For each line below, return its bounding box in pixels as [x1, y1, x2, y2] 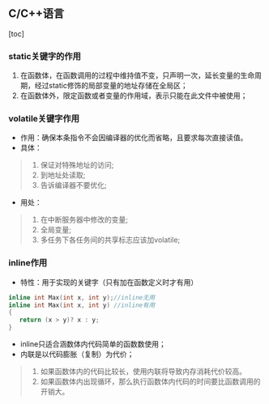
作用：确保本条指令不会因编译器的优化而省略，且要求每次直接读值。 [19, 133, 248, 142]
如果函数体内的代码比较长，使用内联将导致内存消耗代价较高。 [40, 367, 247, 376]
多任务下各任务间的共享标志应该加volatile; [40, 235, 181, 245]
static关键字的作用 [8, 50, 81, 62]
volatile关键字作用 [8, 113, 79, 125]
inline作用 [8, 257, 48, 269]
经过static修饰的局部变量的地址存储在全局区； [34, 81, 188, 91]
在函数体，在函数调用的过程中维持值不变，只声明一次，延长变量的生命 [19, 70, 255, 80]
